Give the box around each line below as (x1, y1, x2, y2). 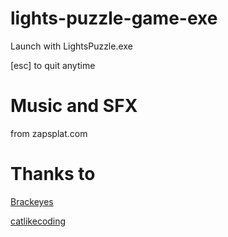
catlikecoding (10, 215, 67, 227)
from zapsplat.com (10, 127, 88, 139)
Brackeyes (10, 195, 54, 207)
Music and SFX (10, 95, 138, 117)
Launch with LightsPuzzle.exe (10, 40, 133, 52)
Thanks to (10, 163, 96, 186)
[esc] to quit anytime (10, 59, 96, 71)
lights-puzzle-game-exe (10, 7, 218, 30)
